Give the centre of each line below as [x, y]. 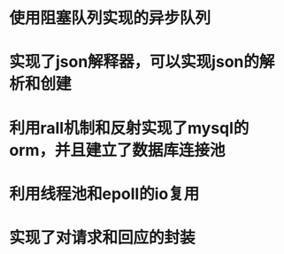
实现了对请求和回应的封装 [103, 238]
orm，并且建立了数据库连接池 [117, 150]
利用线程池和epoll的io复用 [104, 193]
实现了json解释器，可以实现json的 [134, 62]
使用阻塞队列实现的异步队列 [110, 18]
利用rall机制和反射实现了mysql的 [129, 128]
